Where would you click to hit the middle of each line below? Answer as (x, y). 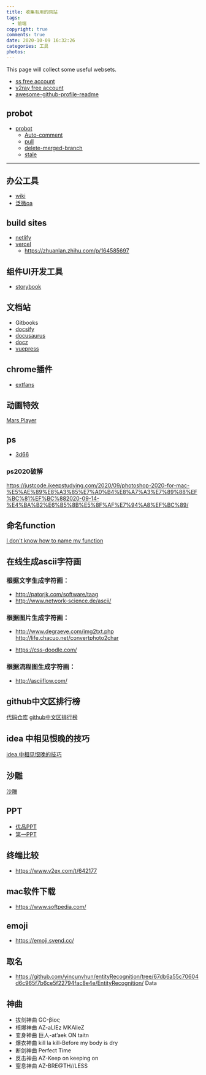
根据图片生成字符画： (38, 618)
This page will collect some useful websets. (61, 69)
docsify (25, 329)
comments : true (26, 35)
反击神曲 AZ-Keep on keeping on (57, 1058)
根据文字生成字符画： (38, 580)
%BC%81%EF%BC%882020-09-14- (53, 498)
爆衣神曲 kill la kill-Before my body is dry (67, 1043)
